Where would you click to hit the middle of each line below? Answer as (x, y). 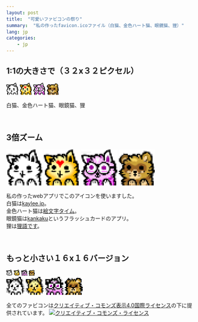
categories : (21, 38)
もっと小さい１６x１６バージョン (67, 259)
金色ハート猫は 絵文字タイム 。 (43, 211)
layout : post (22, 13)
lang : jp (17, 32)
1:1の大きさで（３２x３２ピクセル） (73, 71)
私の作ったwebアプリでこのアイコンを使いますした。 (72, 196)
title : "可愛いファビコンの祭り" (44, 19)
